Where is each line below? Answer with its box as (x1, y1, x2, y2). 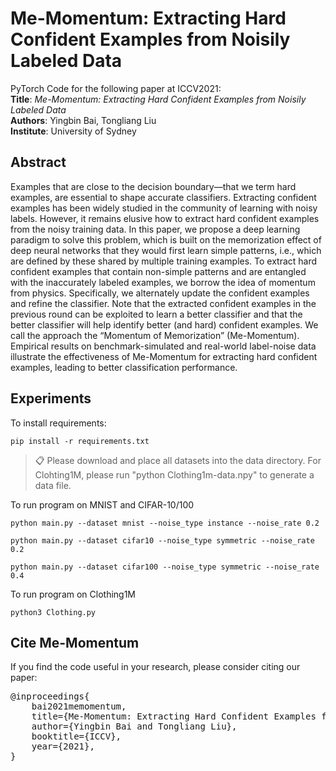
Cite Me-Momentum (10, 634, 140, 651)
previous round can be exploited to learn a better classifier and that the (10, 308, 303, 320)
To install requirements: (10, 417, 107, 429)
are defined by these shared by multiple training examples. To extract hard (10, 255, 318, 267)
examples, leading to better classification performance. (10, 361, 238, 373)
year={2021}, (31, 741, 95, 752)
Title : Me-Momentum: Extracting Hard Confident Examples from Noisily (10, 93, 307, 105)
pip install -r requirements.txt (10, 436, 150, 446)
